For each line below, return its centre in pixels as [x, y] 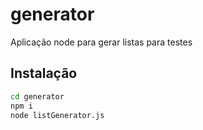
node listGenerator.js [57, 115]
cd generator [37, 96]
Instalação [44, 73]
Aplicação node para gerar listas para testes [101, 42]
